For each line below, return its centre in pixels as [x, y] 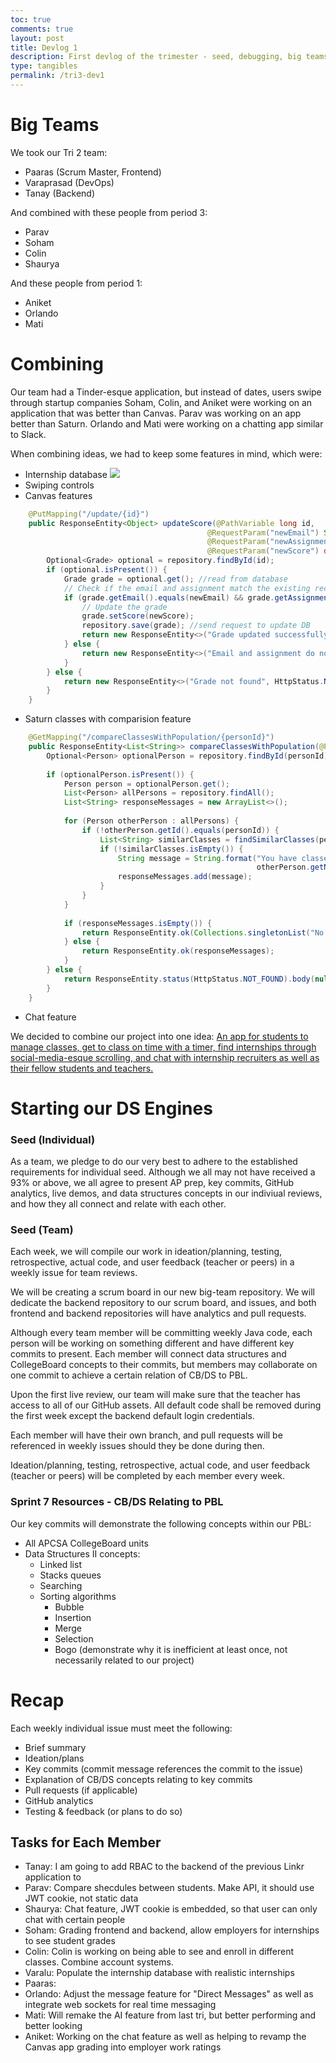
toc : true [31, 19]
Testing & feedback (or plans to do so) [103, 1811]
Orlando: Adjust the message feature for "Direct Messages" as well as [169, 1994]
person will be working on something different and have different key [152, 1343]
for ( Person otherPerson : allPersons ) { [151, 821]
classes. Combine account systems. [99, 1962]
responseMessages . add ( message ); [185, 877]
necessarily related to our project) [124, 1660]
